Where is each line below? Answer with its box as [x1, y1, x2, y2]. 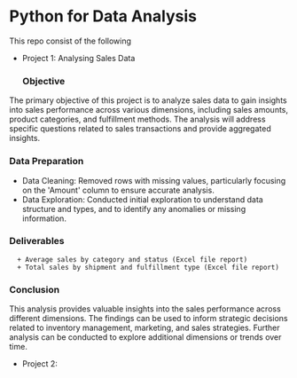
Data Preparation [9, 155, 84, 168]
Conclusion [9, 283, 60, 295]
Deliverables [9, 235, 65, 248]
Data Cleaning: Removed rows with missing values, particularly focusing [21, 175, 286, 185]
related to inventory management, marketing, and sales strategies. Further [9, 322, 280, 334]
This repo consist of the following [9, 35, 131, 46]
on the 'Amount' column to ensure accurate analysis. [21, 185, 215, 195]
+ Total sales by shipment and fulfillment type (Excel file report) [17, 263, 279, 272]
